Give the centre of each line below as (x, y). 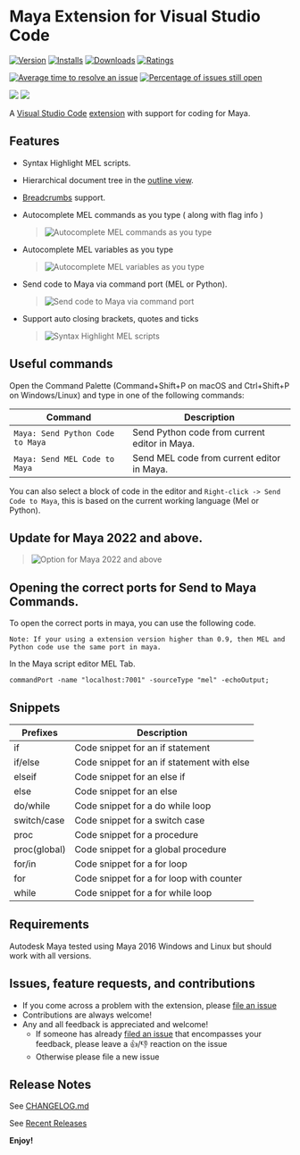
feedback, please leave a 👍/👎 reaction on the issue (131, 1043)
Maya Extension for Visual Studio (135, 17)
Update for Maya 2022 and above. (106, 538)
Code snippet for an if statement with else (162, 762)
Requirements (49, 925)
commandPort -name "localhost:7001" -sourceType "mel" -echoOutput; (139, 681)
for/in (25, 864)
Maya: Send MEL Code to (64, 459)
